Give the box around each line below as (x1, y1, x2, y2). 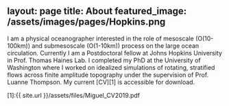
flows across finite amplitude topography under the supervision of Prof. (7, 70, 209, 79)
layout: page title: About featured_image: (7, 5, 187, 17)
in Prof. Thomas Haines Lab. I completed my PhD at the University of (7, 56, 201, 64)
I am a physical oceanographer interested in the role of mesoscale (7, 34, 194, 42)
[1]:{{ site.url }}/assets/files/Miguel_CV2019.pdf (7, 91, 141, 99)
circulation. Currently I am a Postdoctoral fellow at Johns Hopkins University (7, 49, 223, 57)
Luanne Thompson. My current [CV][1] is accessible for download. (7, 78, 195, 86)
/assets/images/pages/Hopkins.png (7, 16, 166, 28)
